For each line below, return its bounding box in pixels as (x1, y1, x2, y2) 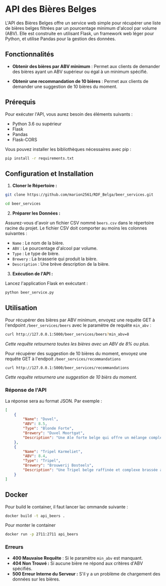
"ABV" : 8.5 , (23, 421, 48, 427)
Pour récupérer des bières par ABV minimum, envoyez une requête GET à (5, 317, 155, 323)
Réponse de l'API (5, 386, 47, 393)
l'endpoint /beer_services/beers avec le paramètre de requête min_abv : (5, 322, 152, 328)
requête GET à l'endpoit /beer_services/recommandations (5, 356, 121, 362)
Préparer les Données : (12, 210, 61, 216)
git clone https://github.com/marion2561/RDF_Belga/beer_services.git (5, 192, 154, 197)
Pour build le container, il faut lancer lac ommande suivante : (5, 504, 128, 510)
